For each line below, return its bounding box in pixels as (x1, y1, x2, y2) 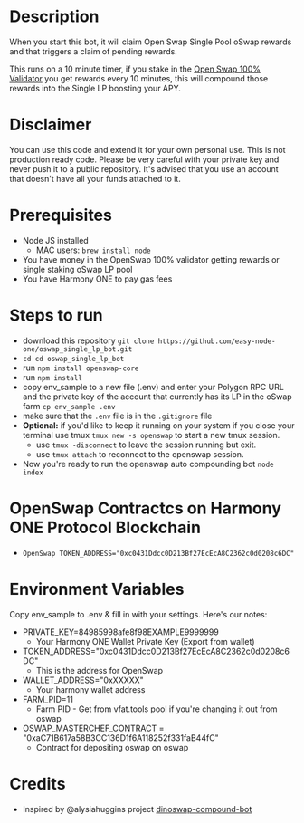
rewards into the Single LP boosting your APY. (9, 82, 181, 93)
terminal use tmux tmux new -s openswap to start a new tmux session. (22, 429, 280, 440)
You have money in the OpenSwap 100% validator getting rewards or (22, 254, 280, 264)
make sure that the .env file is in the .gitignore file (22, 410, 213, 421)
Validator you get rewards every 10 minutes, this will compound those (9, 72, 269, 83)
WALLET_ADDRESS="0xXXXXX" (22, 675, 145, 685)
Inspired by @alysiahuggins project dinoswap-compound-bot (22, 803, 252, 814)
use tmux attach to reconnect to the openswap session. (35, 448, 244, 459)
